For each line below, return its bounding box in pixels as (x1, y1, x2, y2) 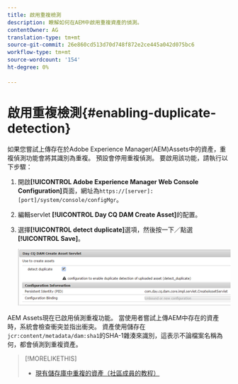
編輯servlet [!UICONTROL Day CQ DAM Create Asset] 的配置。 (17, 210, 202, 219)
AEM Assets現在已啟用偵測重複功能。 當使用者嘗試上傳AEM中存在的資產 (7, 313, 220, 322)
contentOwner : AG (7, 26, 59, 33)
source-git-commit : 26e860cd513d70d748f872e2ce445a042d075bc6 (7, 41, 195, 49)
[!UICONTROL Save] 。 (17, 234, 85, 242)
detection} (7, 120, 72, 136)
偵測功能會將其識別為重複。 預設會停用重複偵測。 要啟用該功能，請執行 (13, 153, 222, 162)
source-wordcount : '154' (7, 57, 81, 64)
